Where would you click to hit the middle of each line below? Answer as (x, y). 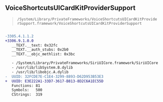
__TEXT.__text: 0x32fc (34, 45)
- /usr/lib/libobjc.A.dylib (40, 72)
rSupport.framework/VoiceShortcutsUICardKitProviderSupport (79, 23)
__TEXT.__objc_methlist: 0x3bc (43, 54)
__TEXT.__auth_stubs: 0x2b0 (40, 50)
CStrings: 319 (27, 95)
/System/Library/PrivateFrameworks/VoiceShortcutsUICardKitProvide (87, 19)
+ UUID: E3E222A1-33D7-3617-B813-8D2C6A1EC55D (54, 81)
